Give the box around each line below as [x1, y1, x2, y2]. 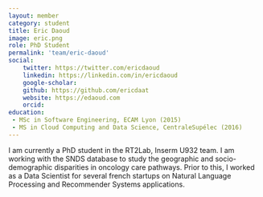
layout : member [8, 11, 60, 20]
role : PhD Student [8, 42, 70, 50]
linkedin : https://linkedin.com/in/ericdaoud [23, 71, 179, 79]
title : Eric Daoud [8, 26, 70, 34]
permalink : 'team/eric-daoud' [8, 49, 110, 57]
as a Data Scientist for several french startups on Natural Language [8, 171, 232, 180]
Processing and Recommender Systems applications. [8, 179, 185, 189]
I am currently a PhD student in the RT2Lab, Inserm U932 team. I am [8, 145, 235, 155]
